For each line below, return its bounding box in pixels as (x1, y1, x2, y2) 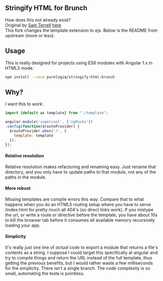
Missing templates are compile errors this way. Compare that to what (5, 196, 144, 202)
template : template (14, 133, 54, 138)
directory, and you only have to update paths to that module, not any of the (5, 169, 156, 175)
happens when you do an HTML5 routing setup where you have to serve (5, 201, 151, 207)
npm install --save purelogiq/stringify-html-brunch (5, 75, 115, 79)
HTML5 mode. (5, 65, 34, 71)
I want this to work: (5, 101, 44, 107)
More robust (5, 185, 31, 191)
